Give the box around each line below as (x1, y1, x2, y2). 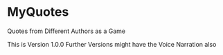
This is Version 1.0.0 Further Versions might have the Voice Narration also (7, 40, 217, 48)
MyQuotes (7, 4, 69, 20)
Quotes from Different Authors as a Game (7, 27, 126, 35)
